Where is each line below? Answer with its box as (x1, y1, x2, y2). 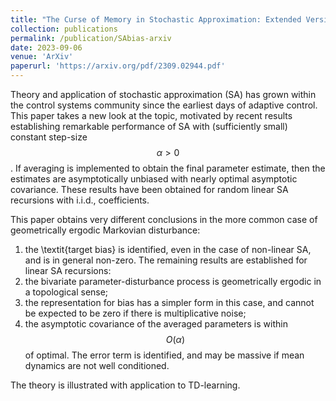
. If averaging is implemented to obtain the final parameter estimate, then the (10, 162, 326, 174)
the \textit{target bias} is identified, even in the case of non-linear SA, (24, 244, 312, 255)
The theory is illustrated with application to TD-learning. (10, 379, 241, 391)
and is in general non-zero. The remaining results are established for (24, 254, 308, 266)
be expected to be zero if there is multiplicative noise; (24, 307, 247, 319)
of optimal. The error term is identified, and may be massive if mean (24, 349, 305, 361)
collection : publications (10, 24, 118, 34)
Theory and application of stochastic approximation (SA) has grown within (10, 89, 317, 100)
